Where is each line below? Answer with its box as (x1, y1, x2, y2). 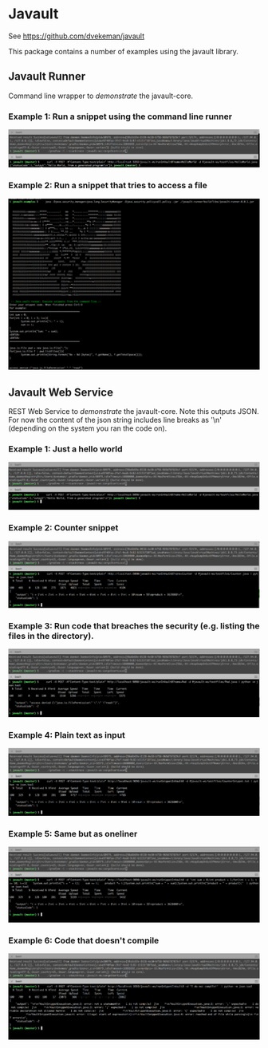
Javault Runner (8, 69, 86, 84)
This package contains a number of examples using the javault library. (8, 46, 239, 56)
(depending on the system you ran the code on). (8, 424, 167, 433)
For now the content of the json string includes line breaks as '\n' (8, 416, 222, 425)
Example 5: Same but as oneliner (8, 828, 138, 839)
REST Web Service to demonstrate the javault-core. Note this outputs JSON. (8, 407, 259, 416)
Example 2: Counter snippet (8, 522, 119, 534)
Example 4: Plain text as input (8, 729, 126, 740)
